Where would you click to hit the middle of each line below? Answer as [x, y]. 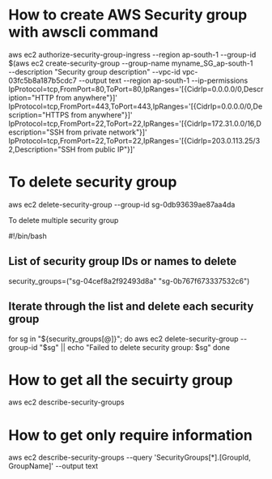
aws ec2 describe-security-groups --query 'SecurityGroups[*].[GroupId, [130, 458]
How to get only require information [130, 435]
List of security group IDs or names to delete [123, 261]
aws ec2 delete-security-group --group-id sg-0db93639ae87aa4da [122, 204]
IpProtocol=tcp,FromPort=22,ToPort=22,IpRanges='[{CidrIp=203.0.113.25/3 [134, 140]
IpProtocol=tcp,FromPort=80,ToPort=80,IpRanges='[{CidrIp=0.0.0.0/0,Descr [136, 89]
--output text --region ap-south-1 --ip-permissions [163, 80]
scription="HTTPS [39, 114]
